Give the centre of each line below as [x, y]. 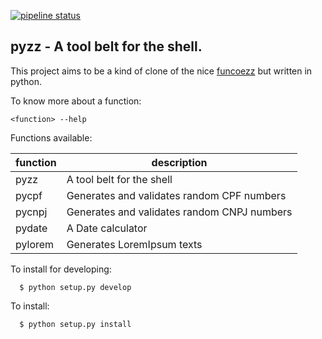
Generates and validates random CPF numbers [176, 195]
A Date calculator [107, 228]
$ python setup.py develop [75, 287]
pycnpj [31, 212]
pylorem [35, 244]
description [179, 162]
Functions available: [51, 137]
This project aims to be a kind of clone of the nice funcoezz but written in [161, 71]
